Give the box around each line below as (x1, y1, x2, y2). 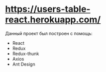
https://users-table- (5, 3, 91, 15)
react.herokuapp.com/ (5, 14, 101, 25)
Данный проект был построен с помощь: (5, 30, 93, 36)
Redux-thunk (12, 51, 39, 57)
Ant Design (12, 61, 36, 67)
